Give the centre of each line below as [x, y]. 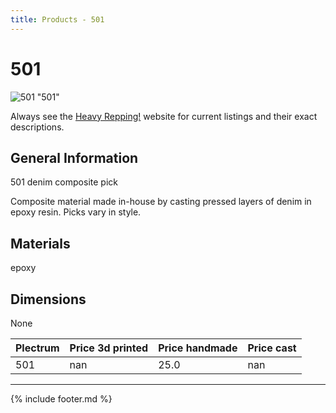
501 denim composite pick [64, 182]
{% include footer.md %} [61, 399]
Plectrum [37, 348]
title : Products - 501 [57, 19]
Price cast [272, 348]
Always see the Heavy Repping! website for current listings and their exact [164, 116]
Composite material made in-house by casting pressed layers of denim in [161, 202]
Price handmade [198, 348]
